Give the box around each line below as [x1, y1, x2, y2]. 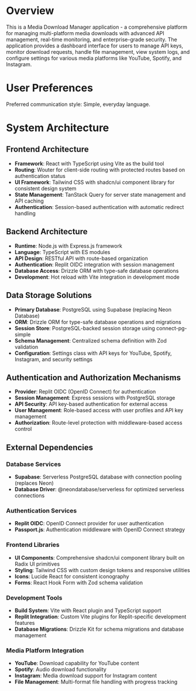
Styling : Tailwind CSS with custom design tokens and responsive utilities [14, 566, 190, 573]
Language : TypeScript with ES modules [14, 248, 111, 255]
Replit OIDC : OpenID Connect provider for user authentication [14, 520, 164, 527]
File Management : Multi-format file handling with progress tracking [14, 678, 178, 686]
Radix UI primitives [14, 560, 60, 567]
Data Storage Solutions [6, 290, 92, 300]
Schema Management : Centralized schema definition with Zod [14, 337, 167, 344]
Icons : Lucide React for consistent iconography [14, 573, 130, 580]
